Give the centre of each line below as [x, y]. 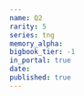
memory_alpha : [37, 43]
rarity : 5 [28, 27]
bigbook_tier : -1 [42, 52]
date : [20, 69]
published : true [40, 78]
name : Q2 [26, 18]
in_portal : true [40, 60]
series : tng [32, 35]
